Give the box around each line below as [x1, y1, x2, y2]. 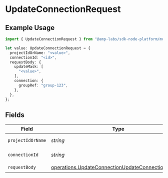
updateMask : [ [14, 64, 43, 69]
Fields [5, 110, 25, 119]
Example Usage [5, 23, 55, 32]
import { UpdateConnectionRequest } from [5, 36, 93, 41]
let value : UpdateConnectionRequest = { [5, 45, 91, 50]
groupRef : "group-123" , [18, 82, 68, 88]
